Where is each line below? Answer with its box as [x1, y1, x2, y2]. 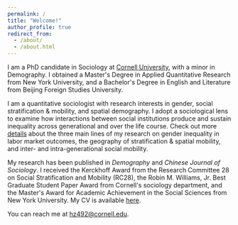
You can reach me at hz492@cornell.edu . [7, 210, 129, 218]
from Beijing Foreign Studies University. [7, 86, 123, 94]
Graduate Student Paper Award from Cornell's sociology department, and [7, 181, 222, 189]
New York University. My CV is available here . [7, 196, 141, 204]
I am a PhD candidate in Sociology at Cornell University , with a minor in [7, 63, 215, 71]
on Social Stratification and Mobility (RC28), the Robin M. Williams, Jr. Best [7, 173, 226, 182]
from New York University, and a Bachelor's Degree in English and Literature [7, 78, 231, 86]
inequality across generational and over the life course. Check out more [7, 122, 217, 130]
